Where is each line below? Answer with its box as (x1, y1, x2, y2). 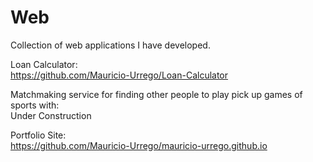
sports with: (10, 99, 60, 111)
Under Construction (10, 109, 92, 121)
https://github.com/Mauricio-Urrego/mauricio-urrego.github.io (10, 139, 268, 151)
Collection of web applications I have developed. (10, 39, 211, 51)
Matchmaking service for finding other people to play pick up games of (10, 88, 303, 100)
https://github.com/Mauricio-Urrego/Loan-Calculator (10, 69, 229, 81)
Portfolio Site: (10, 129, 67, 141)
